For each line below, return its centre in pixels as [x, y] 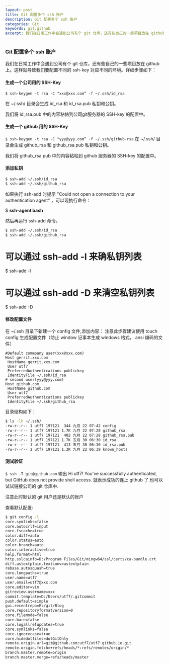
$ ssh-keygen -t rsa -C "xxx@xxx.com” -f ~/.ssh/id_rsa [65, 94]
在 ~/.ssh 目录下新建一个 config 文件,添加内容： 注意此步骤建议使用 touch [81, 331]
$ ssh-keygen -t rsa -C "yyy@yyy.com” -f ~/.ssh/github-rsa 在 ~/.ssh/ [80, 138]
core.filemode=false [27, 615]
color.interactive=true [30, 550]
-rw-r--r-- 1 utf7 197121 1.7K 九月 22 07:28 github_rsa [65, 431]
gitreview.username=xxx [30, 592]
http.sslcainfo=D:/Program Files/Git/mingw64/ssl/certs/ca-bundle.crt [81, 559]
